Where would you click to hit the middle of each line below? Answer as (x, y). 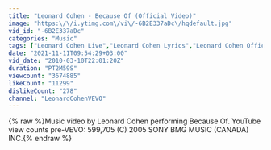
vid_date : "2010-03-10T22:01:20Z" (67, 61)
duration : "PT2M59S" (43, 69)
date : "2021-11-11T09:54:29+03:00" (68, 53)
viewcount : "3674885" (45, 76)
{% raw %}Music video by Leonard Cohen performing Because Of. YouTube (135, 121)
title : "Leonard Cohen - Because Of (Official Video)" (102, 16)
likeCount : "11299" (41, 83)
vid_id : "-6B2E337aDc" (46, 31)
